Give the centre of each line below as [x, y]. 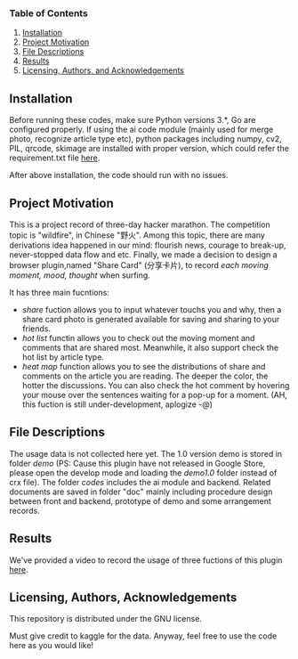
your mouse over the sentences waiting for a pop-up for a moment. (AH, [154, 395]
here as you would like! [52, 646]
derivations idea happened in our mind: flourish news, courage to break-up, [148, 245]
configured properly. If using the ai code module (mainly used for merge [141, 130]
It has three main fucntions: [59, 292]
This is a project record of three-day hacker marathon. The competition [140, 224]
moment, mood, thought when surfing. [80, 275]
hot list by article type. [63, 357]
